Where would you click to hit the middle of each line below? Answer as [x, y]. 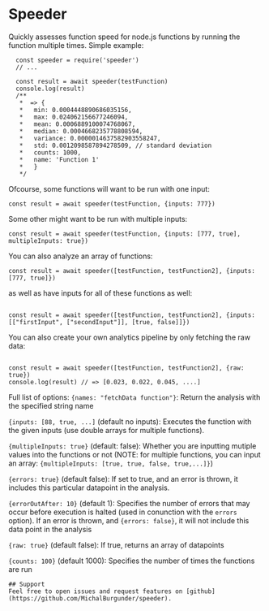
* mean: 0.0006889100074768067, [77, 124]
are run [20, 569]
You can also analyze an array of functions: [81, 256]
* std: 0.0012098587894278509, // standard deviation [115, 145]
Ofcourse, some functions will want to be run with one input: [109, 188]
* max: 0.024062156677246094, [74, 117]
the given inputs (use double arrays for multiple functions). [107, 430]
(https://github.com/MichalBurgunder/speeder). [90, 598]
